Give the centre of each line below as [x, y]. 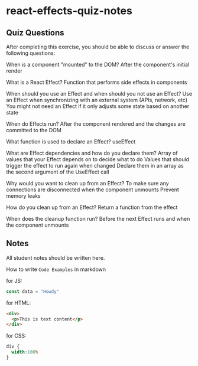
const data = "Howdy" [33, 291]
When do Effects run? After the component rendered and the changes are [96, 124]
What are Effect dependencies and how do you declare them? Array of [92, 153]
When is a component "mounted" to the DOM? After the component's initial [98, 64]
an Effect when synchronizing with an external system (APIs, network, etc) [97, 100]
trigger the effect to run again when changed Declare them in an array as [95, 166]
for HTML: [19, 303]
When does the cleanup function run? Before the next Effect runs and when [98, 219]
